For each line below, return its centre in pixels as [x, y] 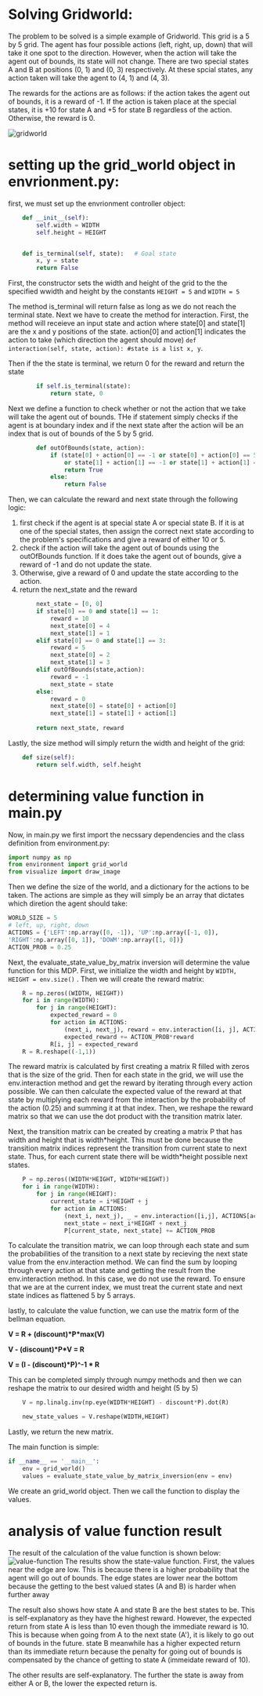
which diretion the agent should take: [68, 903]
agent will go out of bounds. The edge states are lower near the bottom [123, 1577]
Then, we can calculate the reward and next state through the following [123, 499]
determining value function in [106, 796]
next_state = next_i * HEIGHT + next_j [126, 1223]
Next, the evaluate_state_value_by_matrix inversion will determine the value [129, 962]
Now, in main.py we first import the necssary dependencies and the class [126, 834]
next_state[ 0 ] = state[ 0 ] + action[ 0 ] [113, 706]
